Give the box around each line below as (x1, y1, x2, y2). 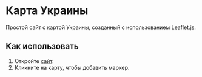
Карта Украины (5, 4, 89, 18)
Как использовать (5, 41, 79, 52)
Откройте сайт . (14, 57, 54, 64)
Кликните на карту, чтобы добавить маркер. (14, 64, 130, 71)
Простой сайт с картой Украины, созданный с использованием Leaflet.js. (5, 24, 197, 31)
